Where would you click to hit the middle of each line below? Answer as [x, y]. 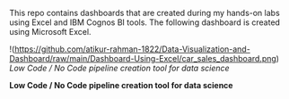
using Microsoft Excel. [50, 32]
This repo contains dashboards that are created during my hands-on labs [144, 13]
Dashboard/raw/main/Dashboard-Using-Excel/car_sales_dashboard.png [143, 58]
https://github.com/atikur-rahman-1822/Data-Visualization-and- [133, 49]
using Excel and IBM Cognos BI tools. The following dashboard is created [145, 22]
